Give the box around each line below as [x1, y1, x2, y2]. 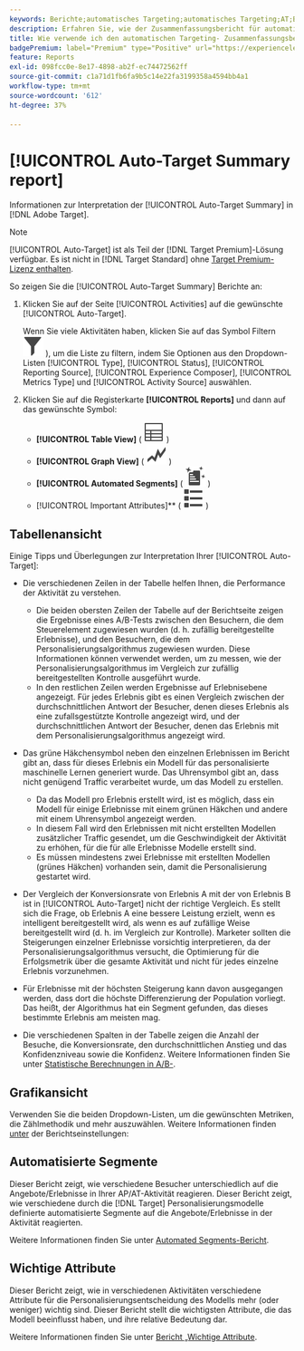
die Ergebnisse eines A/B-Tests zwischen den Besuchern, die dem [35, 614, 284, 625]
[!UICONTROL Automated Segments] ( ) [35, 478, 211, 489]
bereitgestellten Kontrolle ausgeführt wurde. [35, 672, 201, 683]
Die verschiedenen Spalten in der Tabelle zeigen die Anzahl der [22, 1029, 260, 1041]
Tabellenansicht [9, 526, 102, 542]
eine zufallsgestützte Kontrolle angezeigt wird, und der [35, 711, 241, 722]
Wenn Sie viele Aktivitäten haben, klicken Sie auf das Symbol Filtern [22, 326, 276, 337]
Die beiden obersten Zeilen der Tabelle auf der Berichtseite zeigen [35, 605, 284, 616]
